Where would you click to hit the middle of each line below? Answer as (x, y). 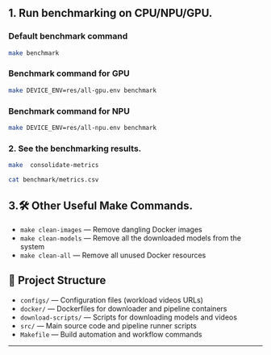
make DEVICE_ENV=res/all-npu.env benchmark (83, 128)
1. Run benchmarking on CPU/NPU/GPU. (110, 13)
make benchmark (34, 53)
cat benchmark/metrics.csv (54, 180)
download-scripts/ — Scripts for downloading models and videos (129, 317)
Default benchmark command (68, 36)
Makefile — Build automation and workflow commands (111, 334)
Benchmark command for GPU (69, 73)
